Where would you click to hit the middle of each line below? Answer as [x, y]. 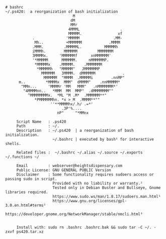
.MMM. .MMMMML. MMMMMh [75, 47]
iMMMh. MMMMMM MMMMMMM [73, 51]
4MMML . [95, 29]
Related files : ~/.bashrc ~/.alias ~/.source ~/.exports [79, 152]
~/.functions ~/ [22, 157]
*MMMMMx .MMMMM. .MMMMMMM [68, 64]
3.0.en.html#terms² [26, 205]
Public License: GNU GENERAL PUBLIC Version [64, 170]
